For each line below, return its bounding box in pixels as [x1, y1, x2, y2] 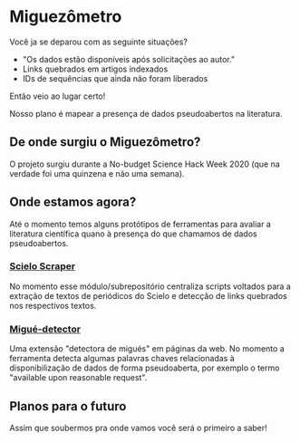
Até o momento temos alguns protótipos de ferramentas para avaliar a [9, 218, 272, 229]
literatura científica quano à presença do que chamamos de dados [9, 228, 257, 239]
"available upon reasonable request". [9, 372, 148, 383]
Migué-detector [9, 322, 82, 335]
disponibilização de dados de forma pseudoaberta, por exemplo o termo [9, 362, 280, 373]
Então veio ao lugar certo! [9, 91, 106, 101]
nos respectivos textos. [9, 300, 97, 311]
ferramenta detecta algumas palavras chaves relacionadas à [9, 353, 236, 364]
